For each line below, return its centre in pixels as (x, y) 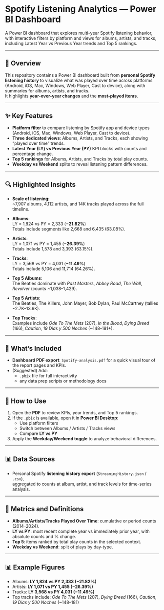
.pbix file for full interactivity (48, 376)
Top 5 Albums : (27, 278)
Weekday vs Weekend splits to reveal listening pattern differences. (80, 164)
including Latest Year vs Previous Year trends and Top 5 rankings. (71, 43)
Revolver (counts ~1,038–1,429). (44, 289)
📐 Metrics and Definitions (44, 509)
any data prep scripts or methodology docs (63, 381)
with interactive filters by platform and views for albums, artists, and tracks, (81, 38)
